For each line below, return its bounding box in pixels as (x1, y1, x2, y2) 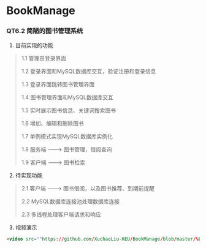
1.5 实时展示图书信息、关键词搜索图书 (21, 107, 116, 114)
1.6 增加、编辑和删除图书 (21, 120, 84, 127)
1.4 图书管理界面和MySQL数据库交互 (21, 94, 113, 101)
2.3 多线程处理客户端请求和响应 (21, 211, 101, 218)
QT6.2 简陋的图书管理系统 (6, 27, 83, 36)
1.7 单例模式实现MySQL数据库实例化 (21, 133, 113, 140)
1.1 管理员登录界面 (21, 54, 66, 62)
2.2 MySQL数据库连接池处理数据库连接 (21, 198, 120, 205)
